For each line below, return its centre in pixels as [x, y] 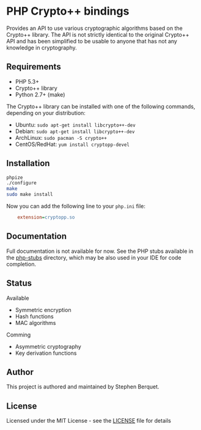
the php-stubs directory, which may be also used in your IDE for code [94, 257]
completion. [21, 264]
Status [19, 283]
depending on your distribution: [46, 113]
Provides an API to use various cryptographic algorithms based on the [95, 28]
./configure [21, 183]
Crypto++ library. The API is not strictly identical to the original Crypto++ [98, 34]
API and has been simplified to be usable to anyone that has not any [92, 41]
